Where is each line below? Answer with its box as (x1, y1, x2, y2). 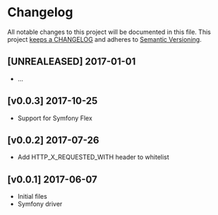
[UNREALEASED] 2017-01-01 (7, 56, 136, 68)
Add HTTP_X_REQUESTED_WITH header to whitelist (17, 153, 169, 161)
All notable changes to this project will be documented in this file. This (7, 28, 212, 36)
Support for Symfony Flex (17, 114, 93, 122)
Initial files (17, 192, 47, 201)
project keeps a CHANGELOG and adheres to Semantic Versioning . (7, 35, 202, 43)
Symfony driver (17, 199, 63, 209)
